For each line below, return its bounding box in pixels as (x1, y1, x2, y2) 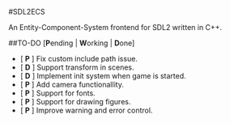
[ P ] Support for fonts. (19, 88, 96, 98)
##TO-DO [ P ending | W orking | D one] (8, 38, 135, 48)
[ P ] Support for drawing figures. (19, 97, 131, 106)
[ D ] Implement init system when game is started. (19, 71, 186, 80)
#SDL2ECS (8, 7, 46, 16)
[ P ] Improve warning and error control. (19, 105, 153, 115)
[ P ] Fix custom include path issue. (19, 54, 138, 63)
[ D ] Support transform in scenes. (19, 62, 134, 72)
